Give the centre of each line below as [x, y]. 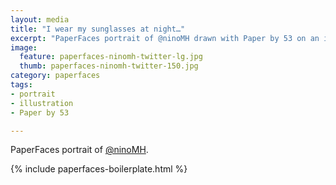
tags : [21, 85]
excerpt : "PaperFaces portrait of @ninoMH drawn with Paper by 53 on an [165, 38]
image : [24, 47]
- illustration [42, 103]
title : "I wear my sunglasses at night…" [98, 29]
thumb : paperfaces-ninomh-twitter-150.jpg [109, 66]
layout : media [40, 19]
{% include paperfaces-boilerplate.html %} [99, 169]
